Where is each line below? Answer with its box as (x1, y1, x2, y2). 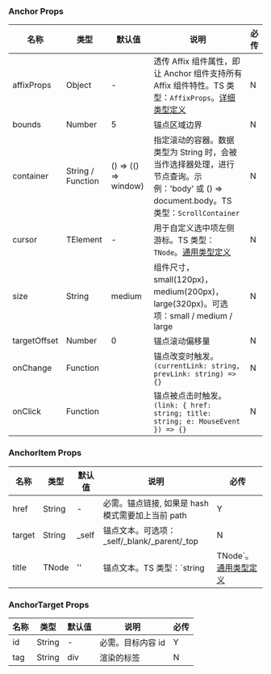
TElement (65, 234, 102, 246)
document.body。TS (152, 196, 232, 207)
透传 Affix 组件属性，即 (152, 56, 240, 67)
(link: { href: (152, 401, 212, 410)
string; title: (152, 409, 212, 418)
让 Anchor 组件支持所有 (152, 68, 243, 79)
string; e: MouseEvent (152, 417, 240, 426)
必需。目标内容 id (99, 637, 165, 648)
